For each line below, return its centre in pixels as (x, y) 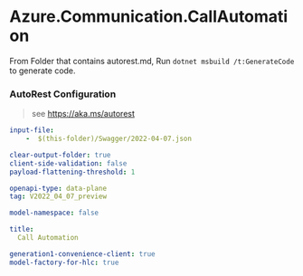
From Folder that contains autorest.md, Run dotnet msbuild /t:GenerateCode (152, 61)
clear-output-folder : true (60, 155)
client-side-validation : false (68, 163)
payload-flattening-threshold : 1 (72, 172)
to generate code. (43, 71)
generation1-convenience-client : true (82, 254)
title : (22, 229)
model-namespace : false (54, 213)
